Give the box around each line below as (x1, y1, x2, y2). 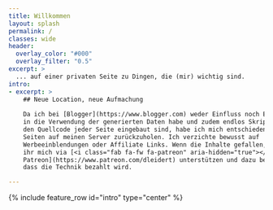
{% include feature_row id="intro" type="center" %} (8, 193, 184, 203)
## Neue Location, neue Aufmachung (23, 95, 144, 103)
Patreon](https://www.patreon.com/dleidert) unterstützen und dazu (23, 155, 256, 164)
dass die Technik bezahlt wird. (23, 164, 132, 172)
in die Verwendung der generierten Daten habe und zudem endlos (23, 118, 245, 126)
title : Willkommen (8, 11, 71, 20)
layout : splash (8, 20, 60, 28)
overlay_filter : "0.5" (15, 58, 93, 66)
